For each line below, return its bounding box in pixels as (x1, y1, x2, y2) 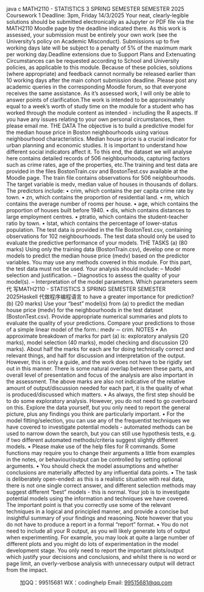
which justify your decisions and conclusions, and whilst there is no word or (6, 553, 197, 560)
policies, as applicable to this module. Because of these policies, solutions (6, 64, 193, 71)
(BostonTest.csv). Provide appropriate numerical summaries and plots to (6, 313, 188, 320)
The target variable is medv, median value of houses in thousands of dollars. (6, 180, 199, 188)
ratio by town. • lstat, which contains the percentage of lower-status (6, 220, 178, 227)
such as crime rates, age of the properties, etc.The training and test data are (6, 161, 198, 168)
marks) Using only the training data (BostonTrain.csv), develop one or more (6, 246, 195, 253)
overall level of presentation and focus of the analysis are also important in (6, 371, 194, 379)
